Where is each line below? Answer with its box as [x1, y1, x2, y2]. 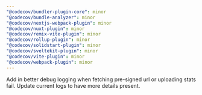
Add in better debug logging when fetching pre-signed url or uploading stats [6, 76, 197, 83]
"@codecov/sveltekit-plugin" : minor [6, 48, 98, 54]
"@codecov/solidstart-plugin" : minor [6, 43, 101, 49]
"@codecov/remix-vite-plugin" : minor [6, 31, 101, 37]
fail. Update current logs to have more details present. [6, 82, 140, 89]
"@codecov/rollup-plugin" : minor [6, 37, 90, 43]
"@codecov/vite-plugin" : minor [6, 54, 85, 60]
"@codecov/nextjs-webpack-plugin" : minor [6, 20, 112, 26]
